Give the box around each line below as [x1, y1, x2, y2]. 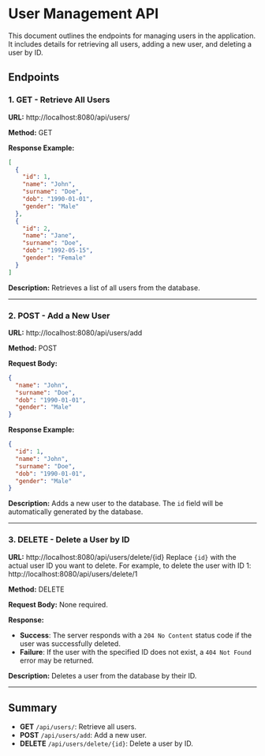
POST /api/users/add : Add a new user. [19, 731, 147, 740]
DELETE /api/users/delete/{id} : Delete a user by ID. [19, 739, 193, 748]
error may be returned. [19, 656, 95, 665]
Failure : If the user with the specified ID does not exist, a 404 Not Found [19, 647, 252, 656]
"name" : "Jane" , [22, 232, 77, 240]
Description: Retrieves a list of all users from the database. [8, 282, 200, 293]
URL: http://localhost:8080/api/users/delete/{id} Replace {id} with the [8, 552, 237, 561]
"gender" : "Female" [22, 254, 87, 262]
